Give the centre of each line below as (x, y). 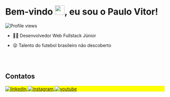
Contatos (20, 77)
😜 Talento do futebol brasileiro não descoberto (62, 45)
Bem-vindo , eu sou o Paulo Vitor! (82, 12)
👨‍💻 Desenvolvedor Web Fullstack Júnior (54, 35)
